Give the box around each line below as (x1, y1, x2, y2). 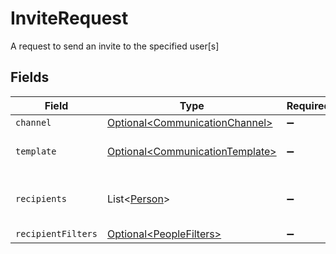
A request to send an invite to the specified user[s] (10, 40, 220, 52)
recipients (15, 193, 67, 204)
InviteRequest (10, 7, 129, 30)
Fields (10, 69, 50, 86)
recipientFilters (15, 228, 98, 239)
